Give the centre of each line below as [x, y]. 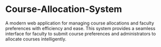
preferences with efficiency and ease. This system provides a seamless [80, 28]
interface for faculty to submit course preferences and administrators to [81, 33]
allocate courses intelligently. [36, 39]
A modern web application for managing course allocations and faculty [80, 23]
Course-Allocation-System [64, 9]
